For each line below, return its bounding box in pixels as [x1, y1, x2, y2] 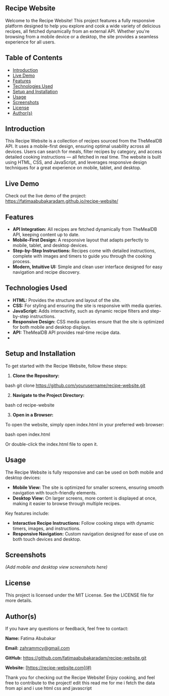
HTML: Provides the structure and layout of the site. [12, 297, 121, 303]
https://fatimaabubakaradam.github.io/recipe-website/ [5, 198, 119, 204]
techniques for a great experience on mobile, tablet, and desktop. [5, 165, 141, 171]
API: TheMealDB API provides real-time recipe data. [12, 329, 121, 335]
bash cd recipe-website [5, 402, 54, 408]
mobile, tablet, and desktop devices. [12, 242, 88, 248]
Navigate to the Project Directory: [12, 392, 85, 398]
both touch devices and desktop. [12, 536, 81, 542]
